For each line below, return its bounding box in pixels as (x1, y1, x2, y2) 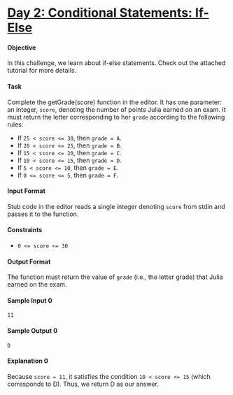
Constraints (7, 226, 43, 234)
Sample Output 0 (7, 326, 58, 335)
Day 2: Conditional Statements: (7, 5, 192, 21)
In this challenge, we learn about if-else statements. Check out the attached (7, 59, 226, 67)
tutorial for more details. (7, 66, 77, 75)
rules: (7, 120, 24, 129)
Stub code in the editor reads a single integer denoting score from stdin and (7, 202, 225, 210)
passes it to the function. (7, 210, 79, 218)
